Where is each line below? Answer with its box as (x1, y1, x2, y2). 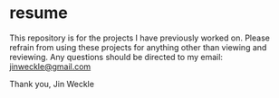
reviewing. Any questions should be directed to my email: (9, 51, 224, 62)
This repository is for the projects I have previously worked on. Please (9, 32, 270, 43)
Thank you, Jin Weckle (9, 78, 95, 89)
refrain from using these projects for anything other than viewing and (9, 41, 267, 52)
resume (9, 3, 68, 23)
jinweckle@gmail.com (9, 61, 91, 72)
